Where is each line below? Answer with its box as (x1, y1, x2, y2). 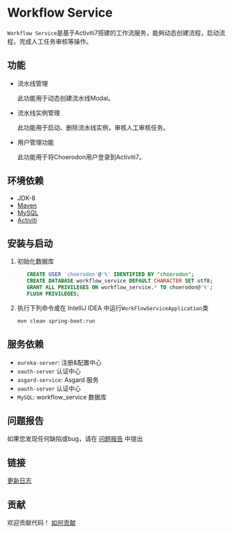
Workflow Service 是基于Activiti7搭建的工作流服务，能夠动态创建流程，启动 (7, 28, 220, 37)
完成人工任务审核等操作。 (19, 37, 92, 46)
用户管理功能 (17, 138, 54, 146)
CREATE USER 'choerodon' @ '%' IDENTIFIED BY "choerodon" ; (26, 271, 195, 278)
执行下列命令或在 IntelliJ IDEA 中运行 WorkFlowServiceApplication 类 (17, 303, 209, 312)
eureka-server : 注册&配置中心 (17, 358, 102, 366)
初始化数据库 (17, 258, 54, 266)
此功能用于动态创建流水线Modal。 (17, 93, 114, 102)
